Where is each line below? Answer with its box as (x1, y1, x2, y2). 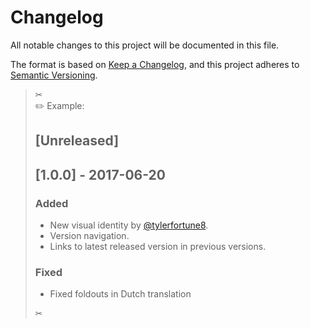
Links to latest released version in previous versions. (49, 241, 267, 253)
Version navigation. (49, 230, 130, 242)
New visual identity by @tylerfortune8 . (49, 219, 209, 231)
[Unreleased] (34, 132, 120, 150)
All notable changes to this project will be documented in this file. (10, 39, 280, 51)
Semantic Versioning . (10, 69, 98, 81)
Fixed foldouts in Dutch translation (49, 288, 192, 300)
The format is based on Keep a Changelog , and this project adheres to (10, 58, 300, 70)
